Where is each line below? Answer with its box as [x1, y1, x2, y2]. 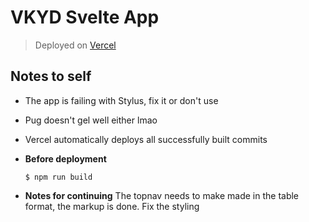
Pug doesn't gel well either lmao [24, 114, 158, 126]
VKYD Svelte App [10, 6, 160, 29]
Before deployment [24, 152, 107, 165]
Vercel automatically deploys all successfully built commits [24, 133, 268, 145]
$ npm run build [24, 172, 93, 182]
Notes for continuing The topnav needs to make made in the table [24, 189, 300, 201]
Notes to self [10, 68, 92, 85]
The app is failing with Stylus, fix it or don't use [24, 94, 219, 106]
